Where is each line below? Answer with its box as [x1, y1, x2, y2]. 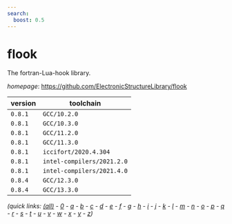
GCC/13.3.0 [42, 186, 79, 194]
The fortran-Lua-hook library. [7, 69, 91, 77]
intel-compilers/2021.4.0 [42, 167, 128, 175]
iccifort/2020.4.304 [42, 148, 110, 156]
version [10, 99, 37, 108]
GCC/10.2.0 [42, 110, 79, 118]
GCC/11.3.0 [42, 139, 79, 147]
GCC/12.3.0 [42, 176, 79, 185]
